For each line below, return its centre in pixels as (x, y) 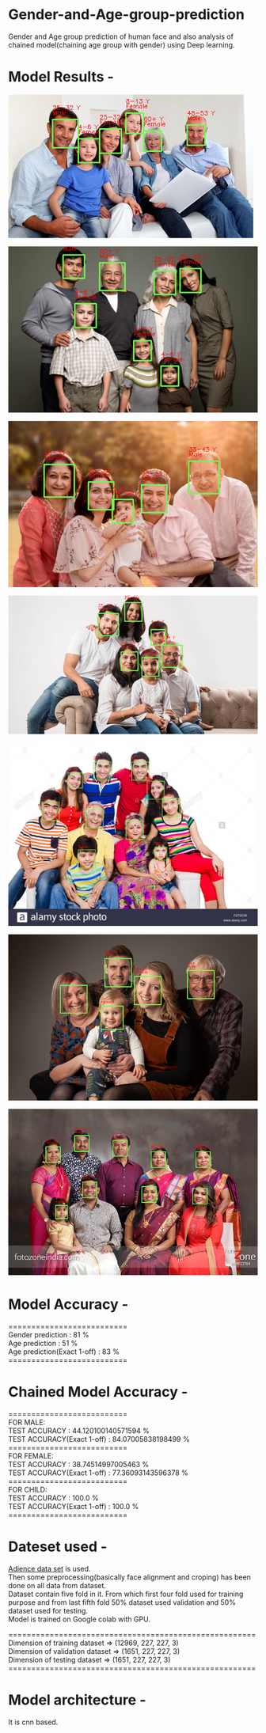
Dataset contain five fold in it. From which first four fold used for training (126, 1594)
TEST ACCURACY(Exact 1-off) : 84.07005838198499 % (99, 1439)
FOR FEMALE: (31, 1456)
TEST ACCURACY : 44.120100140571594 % (79, 1431)
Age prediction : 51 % (43, 1343)
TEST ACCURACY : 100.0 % (53, 1498)
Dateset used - (58, 1547)
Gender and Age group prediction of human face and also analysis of (121, 36)
